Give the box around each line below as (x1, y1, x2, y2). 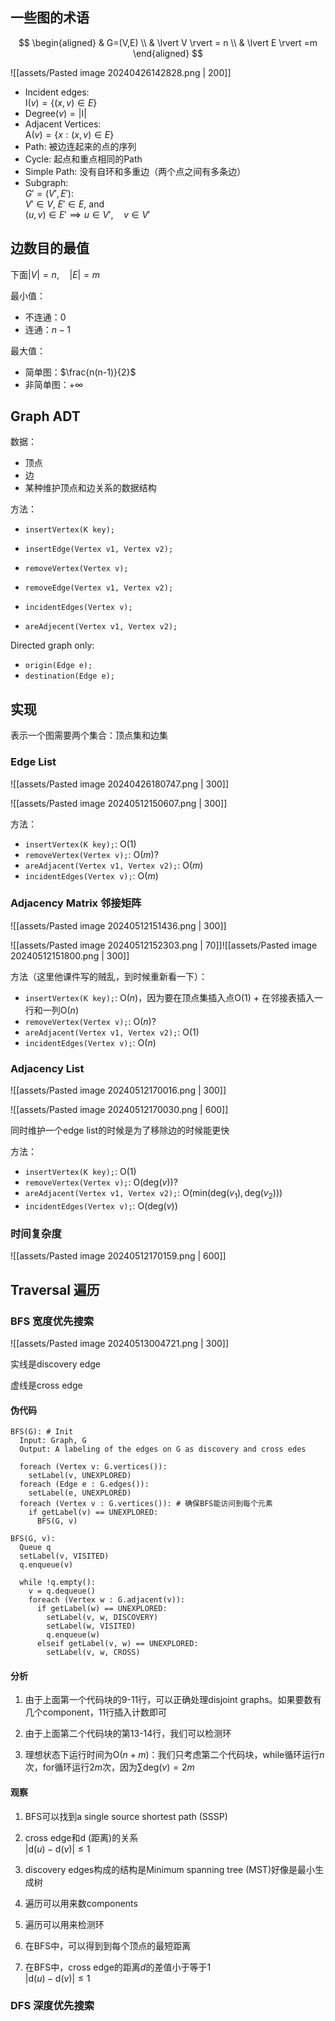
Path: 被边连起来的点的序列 (24, 140, 137, 152)
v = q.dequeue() (28, 1586, 97, 1597)
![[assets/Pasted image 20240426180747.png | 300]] (10, 778, 230, 790)
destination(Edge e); (24, 671, 115, 682)
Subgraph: (24, 176, 69, 188)
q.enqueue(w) (46, 1630, 101, 1640)
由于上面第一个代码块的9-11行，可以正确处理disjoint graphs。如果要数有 (24, 1694, 322, 1706)
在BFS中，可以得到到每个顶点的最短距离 (24, 1939, 192, 1952)
